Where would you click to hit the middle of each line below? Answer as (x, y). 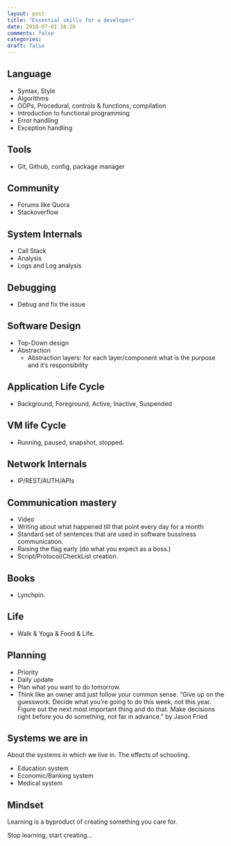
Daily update (35, 679)
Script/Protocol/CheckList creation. (68, 556)
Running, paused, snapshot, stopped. (71, 442)
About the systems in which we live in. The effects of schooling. (99, 755)
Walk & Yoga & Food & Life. (56, 633)
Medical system (40, 783)
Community (33, 188)
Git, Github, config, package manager (71, 166)
